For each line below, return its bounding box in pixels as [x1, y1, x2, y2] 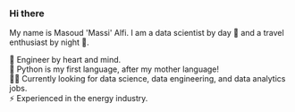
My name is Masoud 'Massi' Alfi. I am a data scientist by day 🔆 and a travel [9, 28, 284, 39]
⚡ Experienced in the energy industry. [9, 93, 148, 104]
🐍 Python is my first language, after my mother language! [9, 64, 220, 74]
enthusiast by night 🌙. [9, 37, 89, 47]
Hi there [9, 7, 45, 20]
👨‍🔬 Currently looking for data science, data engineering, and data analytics [9, 73, 286, 84]
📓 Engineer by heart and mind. [9, 55, 122, 65]
